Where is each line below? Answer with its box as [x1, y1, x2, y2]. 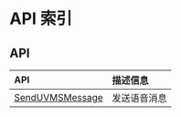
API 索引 [9, 8, 73, 29]
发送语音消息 [112, 92, 167, 104]
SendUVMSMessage [14, 91, 103, 103]
